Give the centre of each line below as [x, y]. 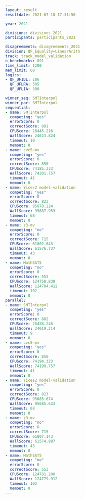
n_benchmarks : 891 [25, 61]
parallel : [16, 300]
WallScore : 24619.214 [33, 328]
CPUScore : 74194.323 [31, 361]
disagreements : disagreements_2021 [43, 47]
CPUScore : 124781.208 [33, 474]
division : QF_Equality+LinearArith [43, 52]
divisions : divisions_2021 [34, 33]
